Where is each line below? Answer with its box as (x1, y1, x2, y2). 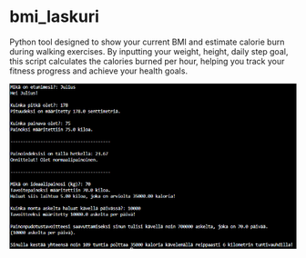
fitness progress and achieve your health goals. (9, 65, 189, 76)
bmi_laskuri (9, 6, 100, 27)
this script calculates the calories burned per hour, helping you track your (9, 55, 285, 66)
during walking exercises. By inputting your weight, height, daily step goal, (9, 45, 289, 56)
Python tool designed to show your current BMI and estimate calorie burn (9, 36, 285, 47)
